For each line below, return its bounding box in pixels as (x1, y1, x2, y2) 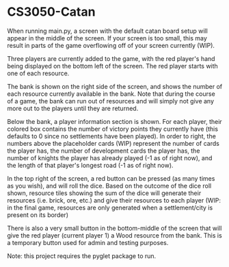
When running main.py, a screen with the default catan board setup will (7, 27, 208, 35)
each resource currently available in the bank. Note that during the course (7, 90, 215, 98)
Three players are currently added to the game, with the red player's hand (7, 54, 215, 62)
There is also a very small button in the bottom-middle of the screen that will (7, 224, 222, 232)
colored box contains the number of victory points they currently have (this (7, 125, 219, 133)
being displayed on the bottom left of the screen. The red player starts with (7, 62, 219, 70)
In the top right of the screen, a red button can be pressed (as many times (7, 174, 215, 182)
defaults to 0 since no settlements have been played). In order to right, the (7, 131, 217, 140)
